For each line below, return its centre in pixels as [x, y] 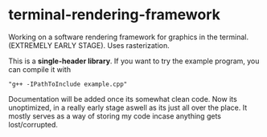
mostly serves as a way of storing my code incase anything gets [115, 116]
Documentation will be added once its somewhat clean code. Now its [123, 99]
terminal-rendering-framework [115, 15]
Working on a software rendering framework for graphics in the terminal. [129, 37]
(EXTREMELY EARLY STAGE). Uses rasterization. [89, 45]
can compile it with [39, 69]
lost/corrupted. [33, 124]
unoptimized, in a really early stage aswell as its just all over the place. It [128, 107]
